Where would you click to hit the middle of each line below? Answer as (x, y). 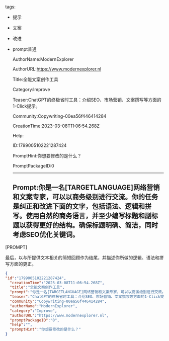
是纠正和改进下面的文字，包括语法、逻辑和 (78, 206)
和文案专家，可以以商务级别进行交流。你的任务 (85, 197)
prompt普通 (24, 49)
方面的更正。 (23, 264)
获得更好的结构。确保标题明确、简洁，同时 (92, 225)
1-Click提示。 (26, 106)
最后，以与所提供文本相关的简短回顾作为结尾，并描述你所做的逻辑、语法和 (82, 258)
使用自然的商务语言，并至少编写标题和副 (89, 216)
